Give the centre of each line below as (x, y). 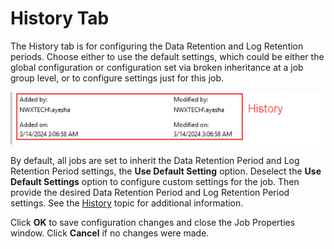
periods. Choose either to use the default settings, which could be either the (167, 56)
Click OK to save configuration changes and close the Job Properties (153, 222)
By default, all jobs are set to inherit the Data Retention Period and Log (155, 160)
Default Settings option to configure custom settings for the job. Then (155, 181)
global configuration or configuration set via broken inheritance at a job (157, 67)
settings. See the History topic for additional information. (127, 203)
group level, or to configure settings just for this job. (117, 78)
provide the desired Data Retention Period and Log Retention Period (150, 192)
